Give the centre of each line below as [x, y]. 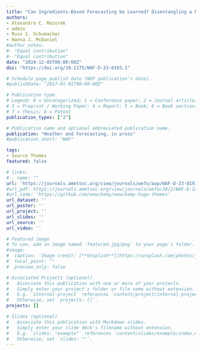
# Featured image [28, 239]
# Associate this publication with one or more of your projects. [94, 283]
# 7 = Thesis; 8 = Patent [38, 112]
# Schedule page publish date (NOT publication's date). [79, 79]
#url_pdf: [19, 189]
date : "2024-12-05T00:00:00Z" [44, 62]
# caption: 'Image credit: [41, 256]
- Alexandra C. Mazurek [36, 23]
